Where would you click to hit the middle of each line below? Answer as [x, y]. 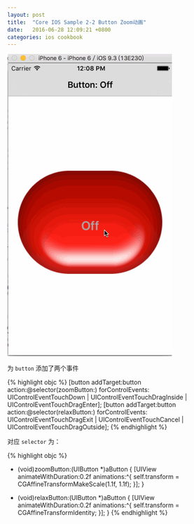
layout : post [26, 15]
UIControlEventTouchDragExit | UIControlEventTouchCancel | [96, 420]
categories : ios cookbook [45, 37]
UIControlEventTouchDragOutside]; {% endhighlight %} [87, 427]
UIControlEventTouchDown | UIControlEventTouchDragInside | [97, 398]
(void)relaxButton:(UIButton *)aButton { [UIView [86, 498]
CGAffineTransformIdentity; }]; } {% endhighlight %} [92, 513]
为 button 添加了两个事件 [43, 368]
